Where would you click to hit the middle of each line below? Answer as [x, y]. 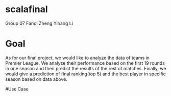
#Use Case [17, 89]
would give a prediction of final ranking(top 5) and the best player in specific [86, 74]
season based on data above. [36, 79]
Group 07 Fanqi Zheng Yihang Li [39, 23]
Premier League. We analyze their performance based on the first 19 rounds [85, 63]
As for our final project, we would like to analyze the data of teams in [77, 58]
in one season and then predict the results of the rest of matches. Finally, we [86, 68]
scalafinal [27, 9]
